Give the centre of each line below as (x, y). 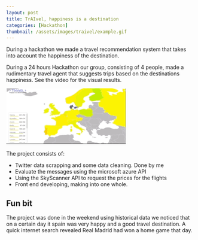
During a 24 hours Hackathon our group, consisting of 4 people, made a (95, 67)
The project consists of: (35, 154)
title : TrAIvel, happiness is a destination (63, 19)
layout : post (22, 13)
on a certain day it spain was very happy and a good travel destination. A (96, 224)
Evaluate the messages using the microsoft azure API (80, 172)
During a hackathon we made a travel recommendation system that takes (96, 49)
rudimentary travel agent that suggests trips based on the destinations (93, 74)
